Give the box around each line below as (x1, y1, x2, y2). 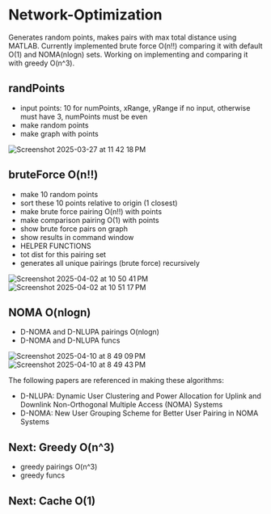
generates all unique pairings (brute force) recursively (19, 258, 201, 268)
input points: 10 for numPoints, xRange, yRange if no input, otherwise (19, 103, 251, 112)
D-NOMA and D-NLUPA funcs (19, 335, 121, 345)
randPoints (8, 82, 66, 95)
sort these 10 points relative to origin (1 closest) (19, 198, 178, 208)
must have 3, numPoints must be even (19, 112, 148, 121)
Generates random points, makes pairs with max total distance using (8, 32, 237, 42)
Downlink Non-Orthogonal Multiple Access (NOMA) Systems (19, 400, 223, 410)
